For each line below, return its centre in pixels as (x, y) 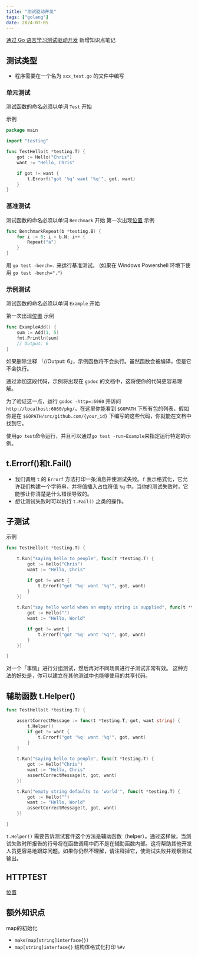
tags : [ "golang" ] (27, 17)
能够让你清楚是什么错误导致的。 (53, 493)
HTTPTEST (27, 877)
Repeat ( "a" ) (42, 242)
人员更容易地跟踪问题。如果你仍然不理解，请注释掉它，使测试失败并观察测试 (99, 851)
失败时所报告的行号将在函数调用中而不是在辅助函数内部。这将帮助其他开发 (101, 843)
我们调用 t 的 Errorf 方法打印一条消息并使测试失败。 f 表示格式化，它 (98, 479)
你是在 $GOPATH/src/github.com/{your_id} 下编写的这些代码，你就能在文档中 (99, 416)
